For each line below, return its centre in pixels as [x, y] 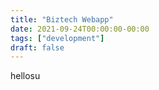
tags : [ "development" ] [57, 38]
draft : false [37, 47]
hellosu [25, 76]
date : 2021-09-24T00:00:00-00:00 [80, 29]
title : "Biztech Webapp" [62, 19]
